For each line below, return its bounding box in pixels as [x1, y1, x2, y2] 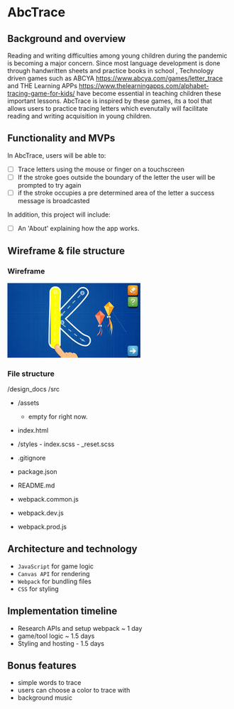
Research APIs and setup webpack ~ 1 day [17, 624, 143, 632]
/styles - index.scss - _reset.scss [17, 440, 115, 448]
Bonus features [7, 660, 77, 672]
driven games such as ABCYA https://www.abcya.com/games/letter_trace [7, 74, 223, 82]
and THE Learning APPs [7, 82, 78, 90]
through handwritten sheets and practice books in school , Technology [7, 67, 214, 75]
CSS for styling [17, 584, 59, 593]
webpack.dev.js [17, 509, 64, 517]
